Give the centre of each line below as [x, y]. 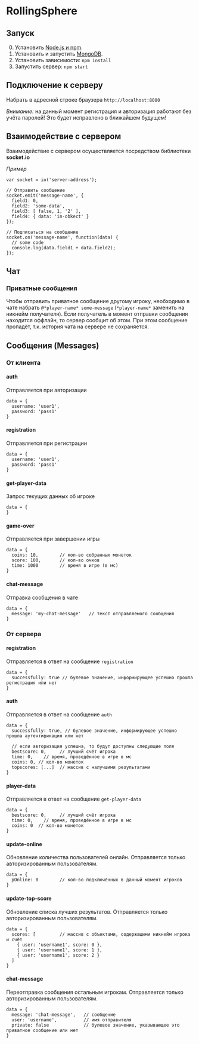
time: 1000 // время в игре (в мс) [65, 566]
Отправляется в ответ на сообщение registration [70, 661]
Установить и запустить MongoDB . [59, 54]
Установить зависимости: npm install [63, 60]
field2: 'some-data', [38, 206]
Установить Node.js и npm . [49, 47]
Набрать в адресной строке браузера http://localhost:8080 [83, 99]
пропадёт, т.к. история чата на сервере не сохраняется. [77, 326]
